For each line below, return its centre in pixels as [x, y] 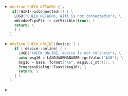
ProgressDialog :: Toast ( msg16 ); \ [53, 67]
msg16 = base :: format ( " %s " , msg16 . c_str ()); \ [67, 62]
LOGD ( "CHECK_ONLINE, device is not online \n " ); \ [70, 53]
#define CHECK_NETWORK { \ [37, 7]
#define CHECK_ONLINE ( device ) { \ [45, 44]
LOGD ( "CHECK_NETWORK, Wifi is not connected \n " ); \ [68, 16]
